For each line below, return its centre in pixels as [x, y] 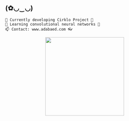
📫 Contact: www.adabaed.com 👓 [39, 29]
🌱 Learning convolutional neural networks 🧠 [53, 24]
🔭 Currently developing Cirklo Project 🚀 [49, 20]
